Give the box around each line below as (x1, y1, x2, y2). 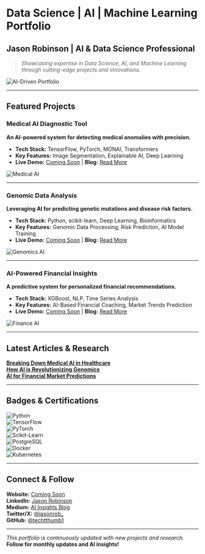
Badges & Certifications (6, 396, 99, 406)
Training (15, 230, 37, 237)
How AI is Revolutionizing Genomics (6, 366, 100, 373)
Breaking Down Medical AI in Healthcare (6, 359, 111, 366)
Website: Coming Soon (6, 490, 65, 498)
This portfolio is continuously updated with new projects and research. (6, 534, 184, 541)
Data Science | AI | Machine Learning (6, 6, 198, 20)
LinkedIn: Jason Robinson (6, 497, 73, 504)
